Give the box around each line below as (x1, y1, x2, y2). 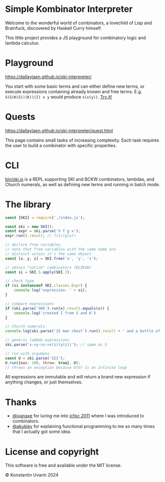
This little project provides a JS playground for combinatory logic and (5, 35, 146, 41)
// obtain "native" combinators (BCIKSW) (5, 265, 92, 270)
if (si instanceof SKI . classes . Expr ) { (5, 283, 87, 288)
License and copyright (5, 446, 99, 457)
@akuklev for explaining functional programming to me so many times (12, 424, 155, 429)
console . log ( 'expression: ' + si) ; (14, 288, 87, 293)
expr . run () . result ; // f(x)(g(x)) (5, 233, 77, 238)
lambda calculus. (5, 40, 40, 46)
